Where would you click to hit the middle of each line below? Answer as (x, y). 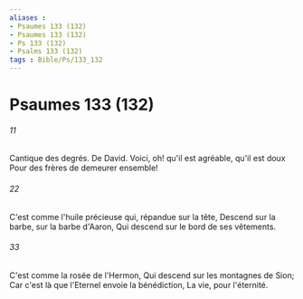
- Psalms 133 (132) (46, 52)
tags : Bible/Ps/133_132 (56, 60)
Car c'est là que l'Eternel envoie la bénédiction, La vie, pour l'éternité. (139, 285)
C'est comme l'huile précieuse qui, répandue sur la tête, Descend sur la (142, 217)
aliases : (28, 18)
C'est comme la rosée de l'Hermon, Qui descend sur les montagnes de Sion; (152, 275)
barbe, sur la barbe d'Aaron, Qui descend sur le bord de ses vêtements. (143, 227)
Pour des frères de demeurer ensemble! (84, 168)
